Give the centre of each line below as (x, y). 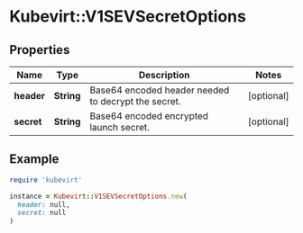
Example (34, 159)
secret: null (42, 213)
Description (164, 75)
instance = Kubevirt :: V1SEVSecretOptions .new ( (98, 196)
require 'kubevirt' (46, 180)
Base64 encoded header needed (160, 90)
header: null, (44, 204)
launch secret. (120, 127)
